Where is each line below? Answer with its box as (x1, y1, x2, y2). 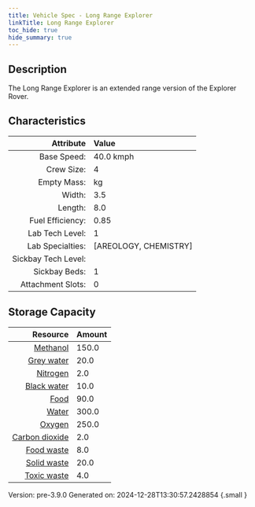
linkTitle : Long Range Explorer (8, 19, 114, 27)
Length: (57, 202, 87, 213)
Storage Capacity (8, 306, 96, 319)
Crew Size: (46, 163, 87, 175)
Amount (76, 329, 108, 340)
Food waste (25, 444, 69, 455)
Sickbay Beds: (33, 266, 87, 277)
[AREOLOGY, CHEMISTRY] (93, 241, 193, 252)
